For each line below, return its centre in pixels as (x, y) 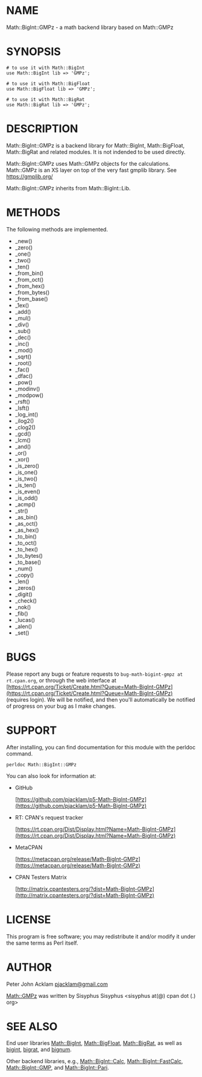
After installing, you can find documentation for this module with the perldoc (101, 747)
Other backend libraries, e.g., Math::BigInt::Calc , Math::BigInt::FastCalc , (95, 1061)
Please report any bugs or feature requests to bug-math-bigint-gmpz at (94, 674)
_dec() (23, 337)
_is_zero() (27, 465)
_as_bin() (26, 517)
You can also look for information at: (51, 776)
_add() (23, 311)
